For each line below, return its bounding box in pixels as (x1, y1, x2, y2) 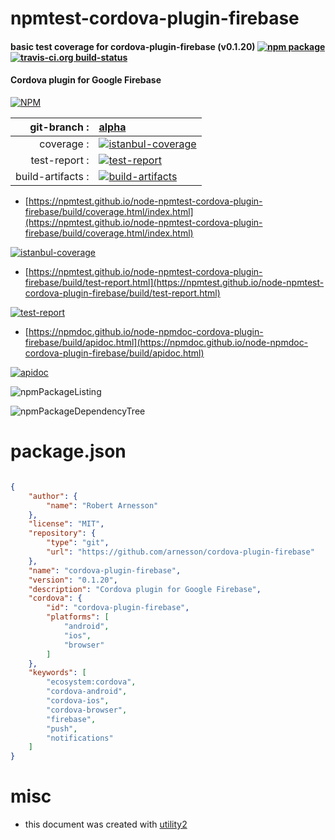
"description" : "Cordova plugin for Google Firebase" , (28, 584, 262, 594)
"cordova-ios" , (46, 696, 110, 706)
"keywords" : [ (28, 668, 87, 678)
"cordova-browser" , (46, 705, 128, 715)
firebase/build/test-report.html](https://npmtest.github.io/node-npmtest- (24, 276, 325, 288)
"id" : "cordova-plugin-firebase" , (46, 603, 190, 613)
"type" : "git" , (46, 538, 110, 548)
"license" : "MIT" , (28, 519, 105, 529)
